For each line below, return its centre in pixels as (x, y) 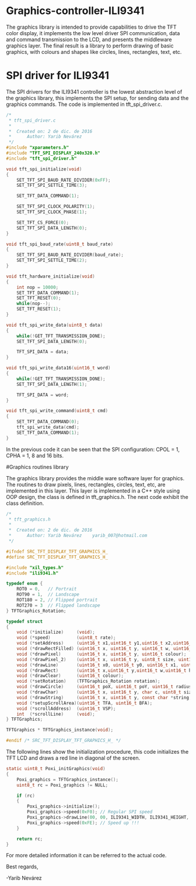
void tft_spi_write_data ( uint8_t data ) (55, 325)
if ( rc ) (26, 796)
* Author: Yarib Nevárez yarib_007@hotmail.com (78, 536)
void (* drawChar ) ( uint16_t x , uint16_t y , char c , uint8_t (99, 692)
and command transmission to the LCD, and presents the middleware (89, 39)
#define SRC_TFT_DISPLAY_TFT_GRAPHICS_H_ (57, 557)
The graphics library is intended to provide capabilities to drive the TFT (91, 27)
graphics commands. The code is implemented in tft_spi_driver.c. (84, 104)
